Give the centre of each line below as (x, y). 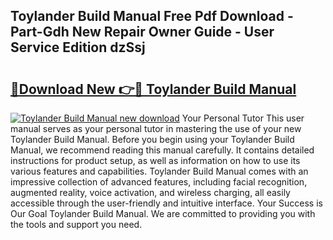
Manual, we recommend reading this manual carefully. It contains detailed (162, 150)
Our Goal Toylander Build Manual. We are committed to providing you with (163, 213)
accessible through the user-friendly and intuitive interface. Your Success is (166, 203)
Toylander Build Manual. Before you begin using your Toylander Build (152, 139)
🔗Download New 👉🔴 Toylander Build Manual (153, 89)
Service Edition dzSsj (78, 47)
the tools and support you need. (76, 224)
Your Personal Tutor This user (243, 118)
